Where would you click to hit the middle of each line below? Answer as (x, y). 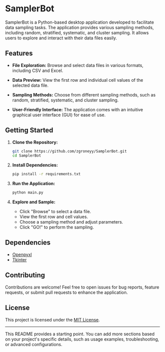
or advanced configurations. (34, 344)
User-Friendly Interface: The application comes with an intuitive (78, 109)
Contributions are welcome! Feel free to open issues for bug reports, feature (82, 287)
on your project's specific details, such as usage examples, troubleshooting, (82, 339)
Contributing (25, 275)
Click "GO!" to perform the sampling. (57, 227)
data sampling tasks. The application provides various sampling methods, (80, 27)
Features (19, 53)
